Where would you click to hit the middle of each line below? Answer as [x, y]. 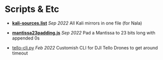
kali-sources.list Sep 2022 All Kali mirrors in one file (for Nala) [77, 23]
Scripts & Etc [32, 9]
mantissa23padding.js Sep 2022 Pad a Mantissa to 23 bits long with [84, 32]
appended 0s [26, 38]
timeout [20, 53]
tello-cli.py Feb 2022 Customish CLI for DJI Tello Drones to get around [85, 47]
